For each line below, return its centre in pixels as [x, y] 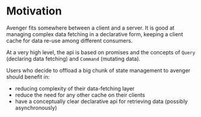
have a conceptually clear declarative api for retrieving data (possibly [101, 101]
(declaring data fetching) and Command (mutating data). [74, 58]
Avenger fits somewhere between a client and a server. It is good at [90, 28]
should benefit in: [28, 77]
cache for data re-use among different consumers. [70, 40]
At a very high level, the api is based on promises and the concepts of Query [101, 52]
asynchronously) [36, 107]
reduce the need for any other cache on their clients [80, 95]
